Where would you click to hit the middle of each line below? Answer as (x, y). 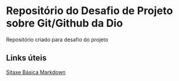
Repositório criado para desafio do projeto (57, 39)
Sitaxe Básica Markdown (36, 72)
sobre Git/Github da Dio (65, 23)
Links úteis (26, 58)
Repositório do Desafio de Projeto (89, 11)
